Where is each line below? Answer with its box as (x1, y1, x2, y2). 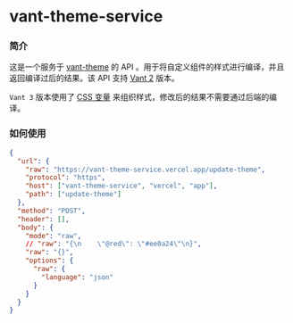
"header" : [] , (17, 214, 70, 224)
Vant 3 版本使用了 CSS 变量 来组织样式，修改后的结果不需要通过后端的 (9, 92, 270, 103)
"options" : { (25, 256, 74, 265)
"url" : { (17, 156, 50, 166)
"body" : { (17, 223, 54, 232)
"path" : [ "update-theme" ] (25, 190, 122, 199)
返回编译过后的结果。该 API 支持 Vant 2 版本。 (9, 73, 180, 84)
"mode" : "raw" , (25, 231, 82, 240)
